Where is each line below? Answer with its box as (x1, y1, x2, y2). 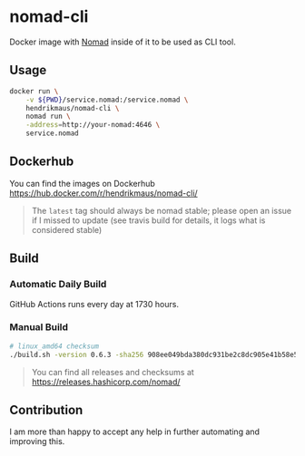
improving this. (9, 436, 65, 447)
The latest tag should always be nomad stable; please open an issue (31, 205, 292, 216)
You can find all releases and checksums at (31, 366, 195, 377)
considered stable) (31, 224, 103, 235)
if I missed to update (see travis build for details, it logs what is (31, 215, 266, 226)
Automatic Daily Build (9, 278, 107, 291)
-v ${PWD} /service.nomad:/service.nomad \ (25, 95, 189, 104)
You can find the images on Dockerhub (9, 178, 156, 189)
